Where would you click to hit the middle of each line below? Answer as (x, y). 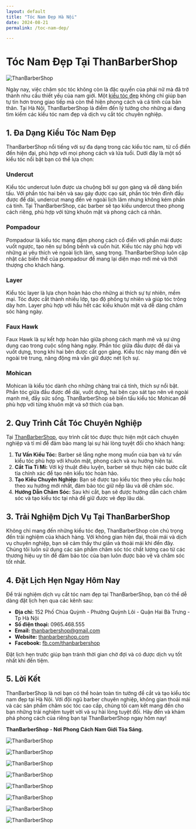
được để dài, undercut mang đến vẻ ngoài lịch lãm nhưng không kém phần (96, 200)
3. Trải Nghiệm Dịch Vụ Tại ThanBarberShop (88, 517)
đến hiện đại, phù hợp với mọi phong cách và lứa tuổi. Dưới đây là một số (94, 153)
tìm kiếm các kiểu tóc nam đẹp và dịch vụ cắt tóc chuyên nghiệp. (85, 114)
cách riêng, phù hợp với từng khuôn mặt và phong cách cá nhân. (84, 212)
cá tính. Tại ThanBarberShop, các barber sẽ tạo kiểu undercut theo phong (95, 206)
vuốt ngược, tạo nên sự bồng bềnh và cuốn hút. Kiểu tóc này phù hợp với (94, 246)
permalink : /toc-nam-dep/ (37, 28)
